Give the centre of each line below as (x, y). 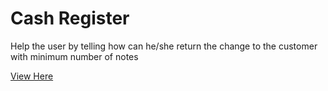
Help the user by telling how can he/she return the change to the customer (164, 46)
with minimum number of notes (74, 56)
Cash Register (70, 18)
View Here (32, 76)
